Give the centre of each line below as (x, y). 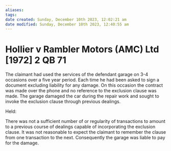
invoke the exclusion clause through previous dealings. (63, 102)
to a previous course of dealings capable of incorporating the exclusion (80, 127)
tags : (11, 15)
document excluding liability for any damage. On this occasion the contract (84, 85)
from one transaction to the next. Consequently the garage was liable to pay (85, 138)
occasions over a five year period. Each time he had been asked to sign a (82, 80)
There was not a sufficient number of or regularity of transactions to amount (86, 121)
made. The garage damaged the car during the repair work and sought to (82, 96)
